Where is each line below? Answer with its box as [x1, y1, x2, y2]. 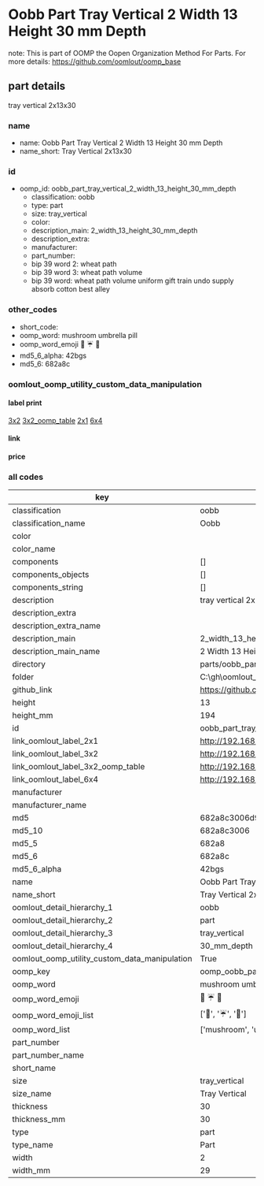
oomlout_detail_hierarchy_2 [12, 915, 113, 926]
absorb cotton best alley [31, 284, 110, 294]
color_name [12, 544, 56, 555]
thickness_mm [12, 1114, 66, 1125]
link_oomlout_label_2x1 [12, 735, 99, 746]
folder [12, 671, 35, 682]
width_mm [12, 1165, 51, 1176]
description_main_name [12, 646, 101, 657]
